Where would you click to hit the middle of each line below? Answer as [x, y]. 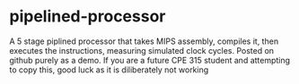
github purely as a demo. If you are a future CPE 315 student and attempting [149, 60]
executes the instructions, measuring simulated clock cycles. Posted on [142, 50]
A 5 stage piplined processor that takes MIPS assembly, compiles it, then [144, 41]
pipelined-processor [88, 17]
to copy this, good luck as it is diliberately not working [109, 70]
